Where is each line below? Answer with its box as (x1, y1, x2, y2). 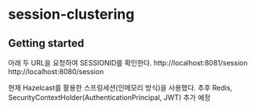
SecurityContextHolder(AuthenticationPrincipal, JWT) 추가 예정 (8, 93, 211, 102)
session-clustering (8, 5, 135, 23)
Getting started (8, 37, 85, 50)
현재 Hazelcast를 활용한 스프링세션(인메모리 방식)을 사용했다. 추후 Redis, (8, 83, 233, 92)
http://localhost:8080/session (8, 67, 104, 76)
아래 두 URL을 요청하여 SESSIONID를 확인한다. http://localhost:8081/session (8, 59, 248, 67)
